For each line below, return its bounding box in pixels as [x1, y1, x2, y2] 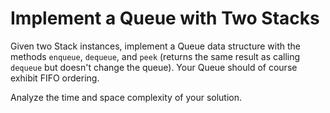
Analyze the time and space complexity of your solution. [10, 91, 243, 103]
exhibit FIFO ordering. [10, 72, 100, 84]
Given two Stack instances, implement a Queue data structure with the [10, 40, 301, 52]
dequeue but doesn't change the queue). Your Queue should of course [10, 61, 298, 73]
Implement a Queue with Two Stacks [10, 7, 320, 30]
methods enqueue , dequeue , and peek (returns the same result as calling [10, 50, 301, 62]
